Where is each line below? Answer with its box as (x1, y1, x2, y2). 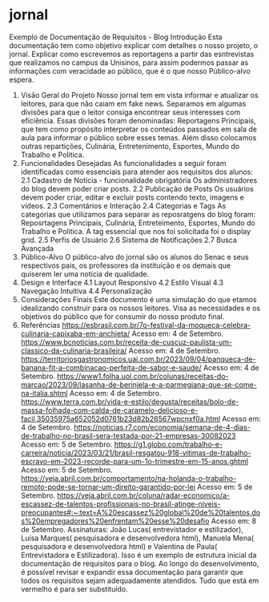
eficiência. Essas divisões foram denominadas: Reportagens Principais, (20, 115, 256, 125)
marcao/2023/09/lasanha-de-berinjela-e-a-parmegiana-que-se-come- (20, 379, 257, 390)
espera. (9, 75, 34, 84)
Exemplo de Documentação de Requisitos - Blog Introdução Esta (9, 32, 223, 42)
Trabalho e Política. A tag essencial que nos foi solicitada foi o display (20, 226, 251, 236)
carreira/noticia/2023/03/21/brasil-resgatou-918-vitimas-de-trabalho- (20, 447, 251, 458)
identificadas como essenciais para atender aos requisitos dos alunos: (20, 167, 254, 176)
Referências (20, 320, 61, 329)
